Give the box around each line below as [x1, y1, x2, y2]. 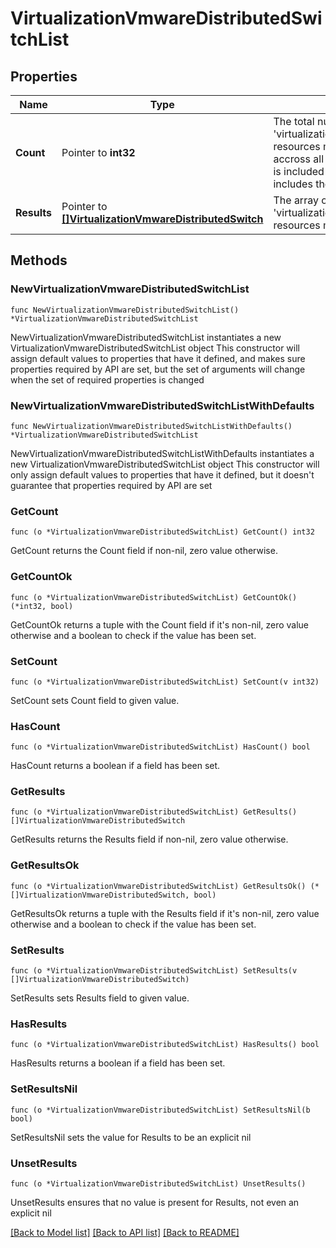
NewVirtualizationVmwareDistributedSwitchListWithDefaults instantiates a [10, 447, 315, 459]
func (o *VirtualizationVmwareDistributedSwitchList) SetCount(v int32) [10, 677, 320, 687]
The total [273, 115, 315, 128]
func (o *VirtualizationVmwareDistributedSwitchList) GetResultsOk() [10, 881, 307, 891]
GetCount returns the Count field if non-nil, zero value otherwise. [10, 545, 278, 557]
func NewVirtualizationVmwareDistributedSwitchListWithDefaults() [10, 421, 293, 431]
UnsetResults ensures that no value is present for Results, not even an [10, 1196, 300, 1208]
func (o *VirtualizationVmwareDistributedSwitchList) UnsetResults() [10, 1178, 307, 1189]
